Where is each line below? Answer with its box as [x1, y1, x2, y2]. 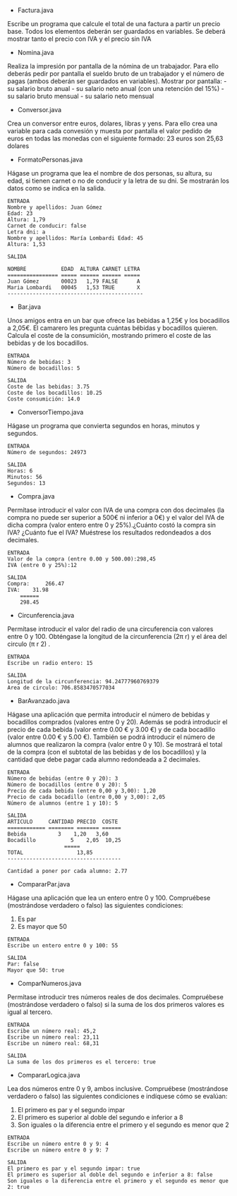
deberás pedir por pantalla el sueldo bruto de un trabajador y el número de [7, 70, 224, 78]
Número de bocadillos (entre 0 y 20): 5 [7, 781, 128, 788]
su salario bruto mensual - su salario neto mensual [7, 92, 154, 100]
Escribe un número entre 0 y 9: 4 [7, 1140, 109, 1147]
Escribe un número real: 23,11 [7, 1034, 99, 1041]
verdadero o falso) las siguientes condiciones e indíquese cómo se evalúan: [7, 1092, 228, 1100]
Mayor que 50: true [7, 967, 65, 974]
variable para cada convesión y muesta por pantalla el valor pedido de [7, 127, 212, 135]
